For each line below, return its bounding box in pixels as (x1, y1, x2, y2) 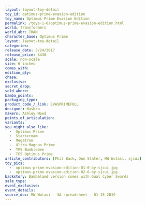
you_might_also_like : (5, 124, 49, 129)
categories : (5, 43, 29, 48)
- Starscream (9, 134, 38, 138)
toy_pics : (5, 161, 25, 166)
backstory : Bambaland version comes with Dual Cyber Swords (5, 174, 129, 179)
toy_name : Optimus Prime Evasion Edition (5, 16, 90, 21)
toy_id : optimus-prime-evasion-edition (5, 12, 86, 17)
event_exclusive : (5, 183, 40, 188)
